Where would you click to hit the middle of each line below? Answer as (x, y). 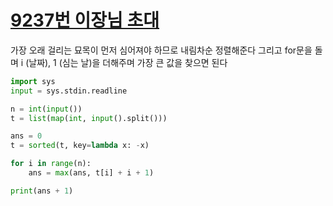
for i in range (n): (51, 164)
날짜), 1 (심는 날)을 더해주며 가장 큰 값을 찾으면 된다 (128, 62)
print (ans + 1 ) (42, 191)
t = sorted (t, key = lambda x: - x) (80, 146)
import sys (33, 81)
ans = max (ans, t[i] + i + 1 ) (91, 173)
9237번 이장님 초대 (85, 20)
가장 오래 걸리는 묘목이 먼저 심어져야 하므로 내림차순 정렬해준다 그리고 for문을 (161, 50)
